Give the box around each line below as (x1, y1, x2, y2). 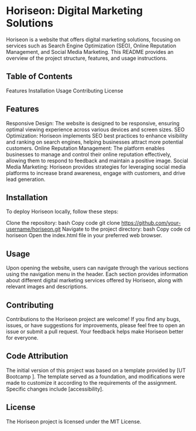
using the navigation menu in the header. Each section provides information (6, 271, 188, 278)
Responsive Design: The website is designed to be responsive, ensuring (6, 119, 180, 126)
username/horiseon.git (6, 225, 61, 232)
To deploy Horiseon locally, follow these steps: (6, 208, 119, 215)
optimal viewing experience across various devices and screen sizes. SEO (6, 126, 185, 133)
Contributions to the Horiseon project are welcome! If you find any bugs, (6, 316, 181, 323)
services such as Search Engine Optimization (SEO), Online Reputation (6, 42, 177, 49)
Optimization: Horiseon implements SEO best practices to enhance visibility (6, 132, 188, 139)
